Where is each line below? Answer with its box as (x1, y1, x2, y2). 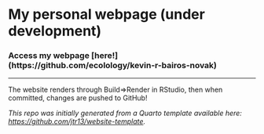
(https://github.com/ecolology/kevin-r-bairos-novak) (8, 60, 218, 71)
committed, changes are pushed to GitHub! (8, 93, 148, 103)
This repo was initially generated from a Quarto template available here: (8, 108, 242, 118)
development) (8, 22, 102, 40)
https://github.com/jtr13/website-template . (8, 117, 146, 126)
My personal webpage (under (8, 5, 206, 24)
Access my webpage (8, 50, 90, 61)
